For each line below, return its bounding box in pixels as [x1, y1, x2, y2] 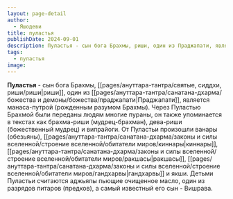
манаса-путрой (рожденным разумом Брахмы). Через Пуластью [7, 103, 201, 111]
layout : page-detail [7, 10, 67, 17]
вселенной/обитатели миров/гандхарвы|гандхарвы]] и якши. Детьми [7, 169, 214, 178]
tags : [7, 49, 23, 56]
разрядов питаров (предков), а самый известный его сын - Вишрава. [7, 184, 213, 192]
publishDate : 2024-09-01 [7, 36, 79, 43]
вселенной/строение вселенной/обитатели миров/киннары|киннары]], [7, 139, 218, 148]
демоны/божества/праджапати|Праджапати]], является [42, 95, 210, 104]
